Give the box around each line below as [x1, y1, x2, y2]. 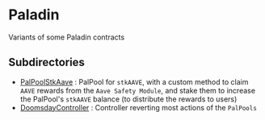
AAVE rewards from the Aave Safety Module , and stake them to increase [19, 85, 256, 95]
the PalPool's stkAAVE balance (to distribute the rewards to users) [19, 94, 238, 104]
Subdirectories [8, 56, 85, 69]
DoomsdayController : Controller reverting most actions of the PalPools [19, 102, 257, 112]
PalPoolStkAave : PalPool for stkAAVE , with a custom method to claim [19, 77, 249, 86]
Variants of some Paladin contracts [8, 32, 125, 42]
